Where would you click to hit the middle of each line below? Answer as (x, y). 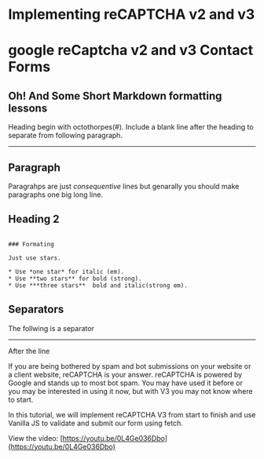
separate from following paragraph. (66, 136)
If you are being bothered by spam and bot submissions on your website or (130, 366)
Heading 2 (34, 219)
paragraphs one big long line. (56, 195)
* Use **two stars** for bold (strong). (75, 279)
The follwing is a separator (51, 328)
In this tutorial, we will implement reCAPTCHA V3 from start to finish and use (132, 414)
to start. (21, 399)
